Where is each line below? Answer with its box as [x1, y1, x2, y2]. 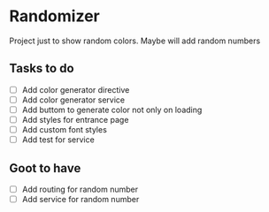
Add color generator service [21, 95, 126, 105]
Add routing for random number [21, 184, 139, 194]
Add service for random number [21, 194, 140, 204]
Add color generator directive [21, 84, 130, 95]
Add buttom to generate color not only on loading [21, 104, 203, 115]
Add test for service [21, 134, 95, 145]
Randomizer [9, 6, 100, 26]
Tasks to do [9, 61, 74, 76]
